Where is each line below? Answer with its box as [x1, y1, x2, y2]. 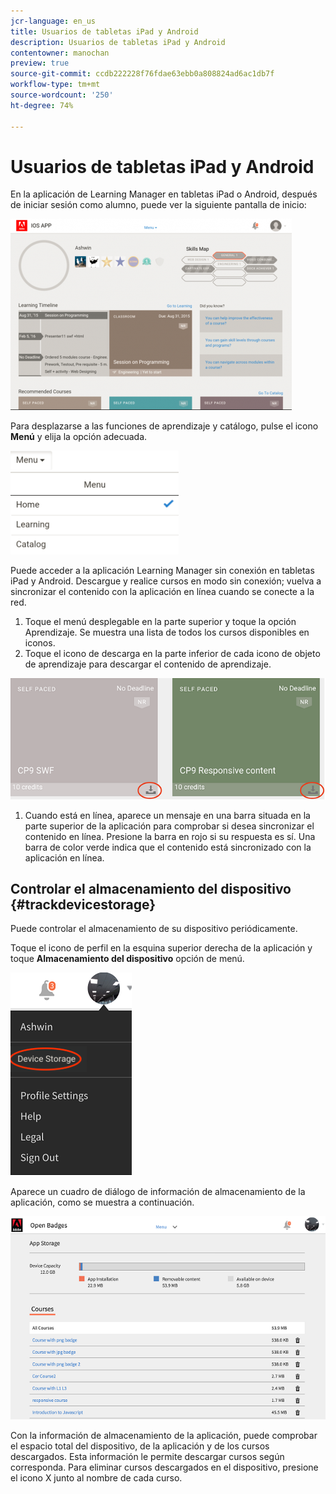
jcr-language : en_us [10, 16, 97, 26]
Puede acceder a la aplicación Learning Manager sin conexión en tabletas [10, 565, 315, 577]
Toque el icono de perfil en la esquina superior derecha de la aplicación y [10, 942, 313, 954]
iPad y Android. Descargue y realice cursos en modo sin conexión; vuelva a [10, 575, 322, 587]
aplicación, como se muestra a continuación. [10, 1196, 195, 1209]
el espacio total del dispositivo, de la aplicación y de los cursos [10, 1440, 270, 1452]
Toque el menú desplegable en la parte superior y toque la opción [24, 616, 297, 628]
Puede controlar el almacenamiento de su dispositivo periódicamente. [10, 923, 298, 935]
